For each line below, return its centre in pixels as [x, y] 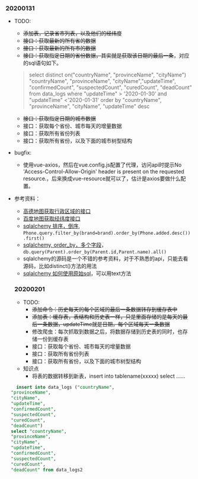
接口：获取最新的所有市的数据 [59, 48]
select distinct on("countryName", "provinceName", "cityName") [108, 75]
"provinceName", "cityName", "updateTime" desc [89, 106]
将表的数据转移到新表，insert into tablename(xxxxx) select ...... [108, 376]
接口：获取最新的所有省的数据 [59, 41]
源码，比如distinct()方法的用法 [60, 266]
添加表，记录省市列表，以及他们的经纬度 [72, 33]
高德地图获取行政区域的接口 [57, 211]
